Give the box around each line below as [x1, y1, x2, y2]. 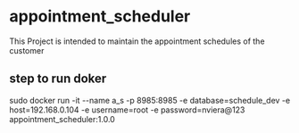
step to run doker [9, 71, 107, 87]
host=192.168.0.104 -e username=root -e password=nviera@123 [9, 104, 245, 115]
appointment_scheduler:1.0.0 [9, 113, 116, 124]
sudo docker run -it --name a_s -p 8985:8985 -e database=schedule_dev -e [9, 95, 291, 105]
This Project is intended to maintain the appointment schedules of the [9, 36, 265, 46]
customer [9, 45, 45, 55]
